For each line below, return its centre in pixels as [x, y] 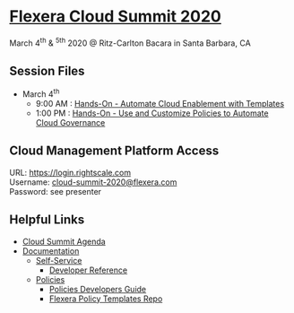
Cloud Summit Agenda [64, 241]
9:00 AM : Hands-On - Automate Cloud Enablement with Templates [160, 104]
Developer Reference [88, 270]
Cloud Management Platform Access [114, 151]
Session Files [47, 70]
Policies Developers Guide [98, 289]
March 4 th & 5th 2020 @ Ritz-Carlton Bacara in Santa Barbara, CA [130, 42]
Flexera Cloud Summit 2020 [115, 17]
